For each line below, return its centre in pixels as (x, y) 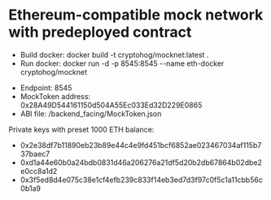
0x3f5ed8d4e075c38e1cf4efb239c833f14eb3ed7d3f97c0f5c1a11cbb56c (141, 180)
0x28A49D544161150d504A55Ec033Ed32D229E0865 (111, 105)
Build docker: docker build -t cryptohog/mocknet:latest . (114, 54)
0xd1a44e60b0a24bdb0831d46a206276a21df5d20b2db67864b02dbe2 (141, 162)
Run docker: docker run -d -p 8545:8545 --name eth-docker (122, 63)
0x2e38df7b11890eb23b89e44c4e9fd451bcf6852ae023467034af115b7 (141, 145)
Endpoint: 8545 (46, 88)
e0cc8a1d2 (39, 171)
